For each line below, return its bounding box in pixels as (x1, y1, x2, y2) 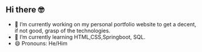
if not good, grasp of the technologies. (14, 27, 111, 34)
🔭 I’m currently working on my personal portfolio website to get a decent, (14, 20, 197, 27)
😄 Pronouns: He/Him (14, 39, 68, 47)
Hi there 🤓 (5, 5, 45, 15)
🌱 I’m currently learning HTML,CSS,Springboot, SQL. (14, 33, 146, 41)
